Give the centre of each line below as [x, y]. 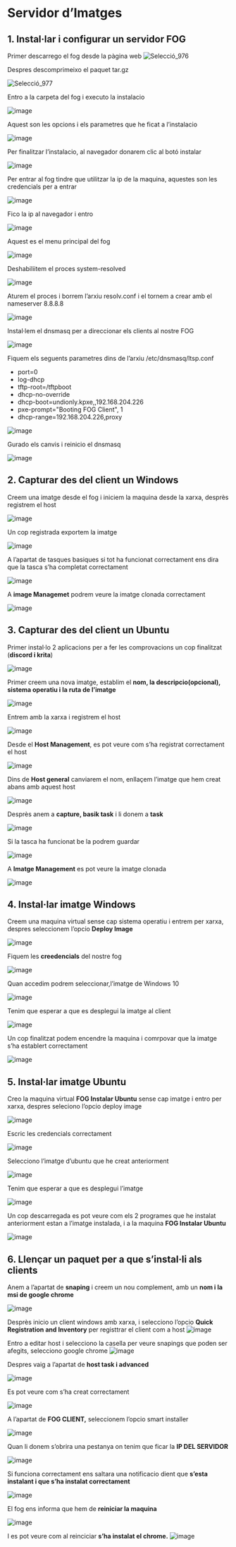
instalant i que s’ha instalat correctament [69, 1481]
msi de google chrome [41, 1295]
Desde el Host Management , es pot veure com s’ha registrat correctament [116, 744]
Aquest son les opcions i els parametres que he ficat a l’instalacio [103, 124]
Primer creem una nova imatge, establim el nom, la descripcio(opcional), [114, 682]
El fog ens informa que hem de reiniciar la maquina [82, 1509]
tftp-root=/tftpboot [44, 387]
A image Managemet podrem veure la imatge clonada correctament [106, 594]
